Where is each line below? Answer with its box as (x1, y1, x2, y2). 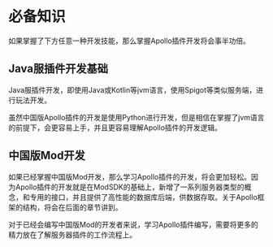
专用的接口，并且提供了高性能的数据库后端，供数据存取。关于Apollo (29, 192, 258, 201)
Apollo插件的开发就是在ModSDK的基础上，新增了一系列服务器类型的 (15, 182, 245, 192)
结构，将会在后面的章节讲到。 (22, 202, 123, 212)
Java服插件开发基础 (8, 62, 108, 76)
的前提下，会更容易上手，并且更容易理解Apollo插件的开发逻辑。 (8, 123, 222, 132)
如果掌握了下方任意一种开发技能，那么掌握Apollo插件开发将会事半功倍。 (8, 36, 250, 45)
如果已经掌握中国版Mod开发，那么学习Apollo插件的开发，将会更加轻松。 (8, 171, 252, 181)
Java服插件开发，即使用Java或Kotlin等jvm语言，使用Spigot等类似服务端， (8, 84, 257, 94)
